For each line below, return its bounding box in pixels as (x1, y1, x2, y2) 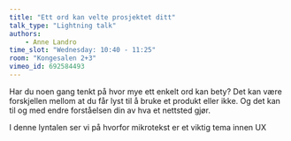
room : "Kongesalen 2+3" (9, 54, 97, 63)
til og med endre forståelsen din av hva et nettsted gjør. (9, 105, 211, 115)
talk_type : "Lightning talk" (9, 21, 117, 30)
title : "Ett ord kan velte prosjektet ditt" (9, 12, 176, 22)
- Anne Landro (25, 37, 77, 47)
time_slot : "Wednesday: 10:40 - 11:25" (9, 46, 157, 55)
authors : (9, 29, 42, 38)
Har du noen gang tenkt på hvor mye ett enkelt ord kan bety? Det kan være (9, 85, 283, 97)
